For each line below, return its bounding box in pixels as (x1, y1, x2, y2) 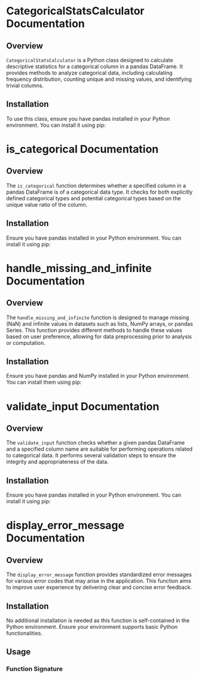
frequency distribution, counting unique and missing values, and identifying (6, 76, 192, 82)
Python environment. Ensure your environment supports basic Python (6, 623, 178, 631)
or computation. (6, 339, 46, 346)
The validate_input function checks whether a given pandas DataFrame (6, 439, 185, 446)
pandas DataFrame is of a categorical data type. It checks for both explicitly (6, 188, 193, 195)
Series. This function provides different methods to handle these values (6, 326, 182, 334)
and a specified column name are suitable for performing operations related (6, 445, 193, 452)
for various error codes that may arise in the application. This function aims (6, 577, 191, 585)
